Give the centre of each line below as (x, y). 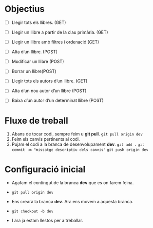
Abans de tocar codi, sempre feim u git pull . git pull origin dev (77, 134)
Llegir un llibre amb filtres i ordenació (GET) (55, 42)
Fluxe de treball (37, 121)
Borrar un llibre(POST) (34, 71)
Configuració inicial (45, 169)
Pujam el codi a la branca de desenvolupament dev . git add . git (78, 144)
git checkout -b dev (32, 211)
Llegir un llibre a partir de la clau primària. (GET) (60, 32)
